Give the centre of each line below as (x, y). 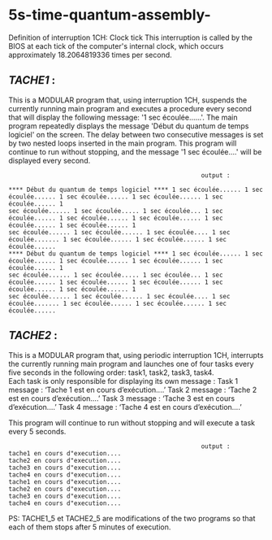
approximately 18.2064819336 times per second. (90, 54)
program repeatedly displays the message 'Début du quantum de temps (129, 126)
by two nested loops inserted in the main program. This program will (123, 143)
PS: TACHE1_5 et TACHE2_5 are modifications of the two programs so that (132, 518)
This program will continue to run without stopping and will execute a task (132, 422)
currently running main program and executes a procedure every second (130, 108)
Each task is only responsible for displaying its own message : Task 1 (123, 381)
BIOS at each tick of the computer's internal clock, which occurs (116, 46)
